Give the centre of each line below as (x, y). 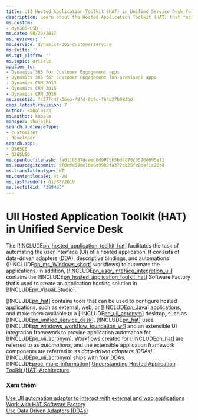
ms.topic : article (29, 61)
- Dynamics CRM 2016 (32, 94)
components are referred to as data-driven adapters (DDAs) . (80, 351)
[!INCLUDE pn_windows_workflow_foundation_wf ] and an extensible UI (92, 326)
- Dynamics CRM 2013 (32, 83)
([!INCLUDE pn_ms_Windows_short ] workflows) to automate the (83, 264)
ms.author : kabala (29, 116)
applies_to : (21, 66)
